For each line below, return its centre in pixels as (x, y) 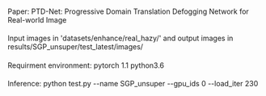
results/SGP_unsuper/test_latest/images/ (75, 47)
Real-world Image (37, 19)
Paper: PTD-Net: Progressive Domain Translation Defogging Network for (129, 11)
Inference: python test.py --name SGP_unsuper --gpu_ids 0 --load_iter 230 (133, 84)
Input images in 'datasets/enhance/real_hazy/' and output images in (120, 38)
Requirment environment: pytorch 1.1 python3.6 (86, 65)
